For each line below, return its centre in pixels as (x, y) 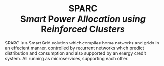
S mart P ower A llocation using (83, 19)
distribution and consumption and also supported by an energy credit (76, 53)
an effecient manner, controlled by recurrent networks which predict (75, 48)
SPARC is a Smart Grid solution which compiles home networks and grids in (82, 43)
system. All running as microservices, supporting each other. (67, 58)
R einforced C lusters (83, 29)
